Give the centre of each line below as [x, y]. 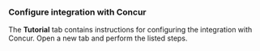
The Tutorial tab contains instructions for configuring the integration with [130, 30]
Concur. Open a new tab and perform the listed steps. [98, 38]
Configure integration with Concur [78, 12]
